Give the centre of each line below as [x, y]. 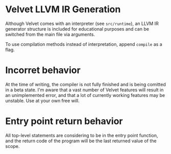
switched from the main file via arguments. [50, 34]
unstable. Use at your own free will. [43, 100]
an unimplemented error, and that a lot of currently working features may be [85, 95]
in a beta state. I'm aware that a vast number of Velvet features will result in [84, 90]
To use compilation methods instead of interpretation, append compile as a [84, 44]
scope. [13, 146]
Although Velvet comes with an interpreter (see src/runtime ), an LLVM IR [82, 23]
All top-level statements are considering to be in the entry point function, [82, 135]
